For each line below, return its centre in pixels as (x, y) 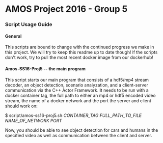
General (14, 36)
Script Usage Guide (29, 25)
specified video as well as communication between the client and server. (79, 135)
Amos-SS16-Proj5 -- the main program (45, 69)
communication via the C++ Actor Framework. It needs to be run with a (77, 90)
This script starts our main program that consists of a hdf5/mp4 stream (77, 80)
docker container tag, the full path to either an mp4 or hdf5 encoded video (81, 95)
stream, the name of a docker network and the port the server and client (78, 100)
